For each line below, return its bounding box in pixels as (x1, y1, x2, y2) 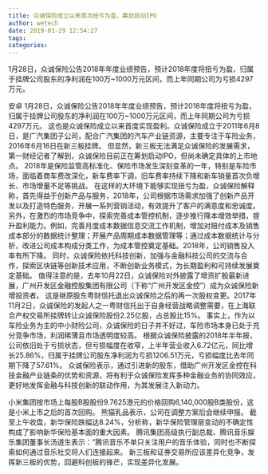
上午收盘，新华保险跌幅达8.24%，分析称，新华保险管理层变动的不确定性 (14, 417, 254, 427)
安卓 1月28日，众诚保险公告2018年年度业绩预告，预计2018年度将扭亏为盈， (8, 101, 257, 111)
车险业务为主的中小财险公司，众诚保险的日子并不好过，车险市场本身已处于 (8, 321, 253, 330)
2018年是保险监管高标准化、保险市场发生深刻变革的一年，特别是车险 (23, 161, 250, 171)
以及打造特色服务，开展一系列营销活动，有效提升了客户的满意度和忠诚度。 (14, 201, 260, 211)
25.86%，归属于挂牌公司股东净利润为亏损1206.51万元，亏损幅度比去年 (14, 350, 247, 360)
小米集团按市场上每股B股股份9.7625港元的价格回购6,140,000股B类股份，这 (8, 397, 254, 407)
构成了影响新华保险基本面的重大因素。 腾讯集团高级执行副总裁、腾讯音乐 (8, 428, 248, 437)
